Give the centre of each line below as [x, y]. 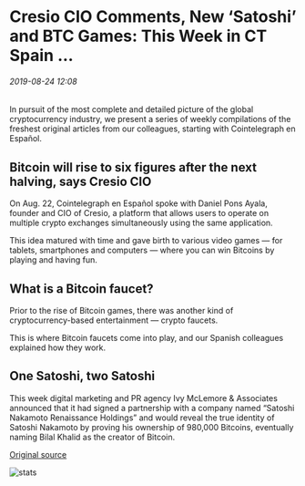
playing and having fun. [54, 260]
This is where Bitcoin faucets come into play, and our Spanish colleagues [147, 338]
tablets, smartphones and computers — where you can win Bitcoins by [142, 250]
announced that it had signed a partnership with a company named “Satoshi [152, 408]
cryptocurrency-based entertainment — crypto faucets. [114, 320]
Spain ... [42, 56]
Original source [38, 454]
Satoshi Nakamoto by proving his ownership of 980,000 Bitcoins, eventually [152, 427]
